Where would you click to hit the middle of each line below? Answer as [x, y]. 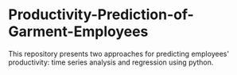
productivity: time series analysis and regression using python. [111, 62]
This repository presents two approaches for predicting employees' [118, 53]
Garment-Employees [78, 32]
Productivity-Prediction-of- [101, 15]
